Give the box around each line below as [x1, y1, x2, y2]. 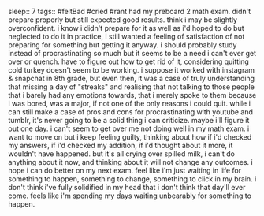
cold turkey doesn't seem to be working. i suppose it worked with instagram [8, 65, 255, 74]
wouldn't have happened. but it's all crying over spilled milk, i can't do [8, 149, 235, 158]
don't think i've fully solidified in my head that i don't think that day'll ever [8, 183, 246, 192]
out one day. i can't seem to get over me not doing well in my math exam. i [8, 124, 250, 133]
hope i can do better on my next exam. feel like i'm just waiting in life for [8, 166, 242, 175]
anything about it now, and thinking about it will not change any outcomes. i [8, 158, 254, 166]
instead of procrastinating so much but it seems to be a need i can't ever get [8, 49, 256, 58]
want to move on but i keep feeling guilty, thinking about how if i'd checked [8, 132, 252, 141]
